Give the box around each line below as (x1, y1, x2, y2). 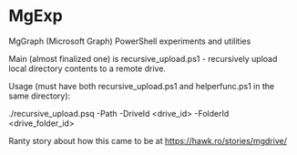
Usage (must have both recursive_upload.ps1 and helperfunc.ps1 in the (8, 80, 275, 91)
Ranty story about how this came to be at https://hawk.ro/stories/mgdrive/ (8, 135, 288, 146)
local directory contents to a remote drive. (8, 63, 166, 74)
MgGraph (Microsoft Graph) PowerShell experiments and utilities (8, 36, 251, 46)
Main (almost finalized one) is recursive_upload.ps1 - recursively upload (8, 53, 278, 64)
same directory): (8, 90, 71, 101)
